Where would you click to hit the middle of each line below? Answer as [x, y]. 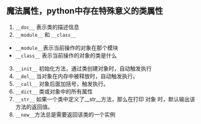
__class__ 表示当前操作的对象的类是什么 [66, 55]
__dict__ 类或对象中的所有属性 [54, 91]
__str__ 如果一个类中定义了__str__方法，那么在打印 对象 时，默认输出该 [105, 99]
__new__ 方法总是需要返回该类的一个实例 [65, 114]
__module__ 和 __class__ [46, 34]
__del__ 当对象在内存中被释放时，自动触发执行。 [77, 76]
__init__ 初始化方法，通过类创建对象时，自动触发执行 [83, 68]
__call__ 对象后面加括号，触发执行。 [62, 83]
